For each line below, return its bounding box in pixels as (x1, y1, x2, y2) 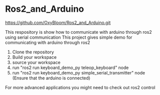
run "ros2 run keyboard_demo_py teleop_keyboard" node (12, 65, 129, 71)
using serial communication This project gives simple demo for (5, 34, 132, 40)
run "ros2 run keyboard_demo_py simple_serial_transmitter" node (12, 70, 145, 75)
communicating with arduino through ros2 (5, 39, 90, 45)
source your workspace (12, 59, 61, 65)
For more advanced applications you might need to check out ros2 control (5, 84, 156, 90)
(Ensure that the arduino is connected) (12, 75, 91, 81)
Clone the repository (12, 49, 54, 55)
